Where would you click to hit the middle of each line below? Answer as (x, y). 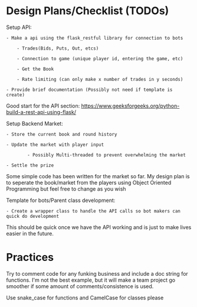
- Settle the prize (30, 165)
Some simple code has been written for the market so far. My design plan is (98, 176)
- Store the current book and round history (62, 134)
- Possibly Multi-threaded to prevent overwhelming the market (106, 155)
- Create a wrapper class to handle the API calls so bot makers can (93, 211)
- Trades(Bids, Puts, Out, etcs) (58, 48)
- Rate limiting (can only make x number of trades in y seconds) (100, 79)
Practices (30, 257)
